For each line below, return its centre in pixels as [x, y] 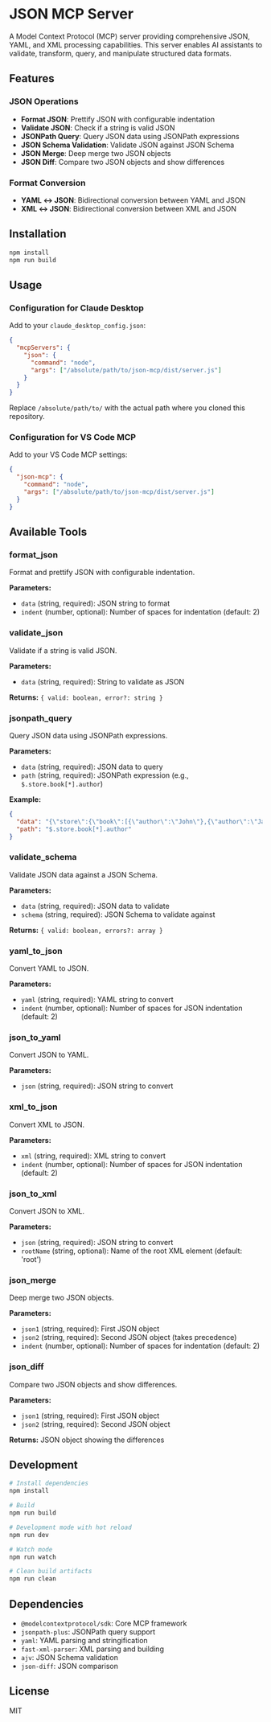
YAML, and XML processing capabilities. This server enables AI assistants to [136, 44]
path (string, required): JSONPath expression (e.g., [105, 775]
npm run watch [33, 1557]
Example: [25, 799]
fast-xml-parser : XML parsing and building [92, 1649]
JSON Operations [44, 101]
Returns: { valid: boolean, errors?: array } [86, 930]
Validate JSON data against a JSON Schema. [84, 874]
